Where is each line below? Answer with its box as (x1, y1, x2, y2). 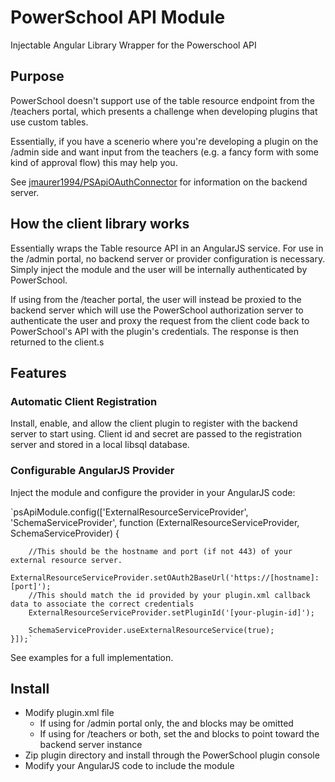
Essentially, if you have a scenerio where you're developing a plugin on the (10, 135, 319, 147)
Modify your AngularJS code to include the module (24, 760, 235, 772)
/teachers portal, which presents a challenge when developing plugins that (10, 105, 318, 117)
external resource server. (10, 555, 123, 565)
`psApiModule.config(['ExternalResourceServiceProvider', (10, 506, 249, 518)
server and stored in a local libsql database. (10, 439, 190, 451)
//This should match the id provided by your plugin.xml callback (28, 590, 311, 600)
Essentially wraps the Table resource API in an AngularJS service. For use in (10, 242, 324, 254)
